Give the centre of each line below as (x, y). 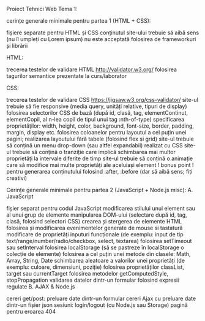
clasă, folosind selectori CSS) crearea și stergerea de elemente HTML (94, 221)
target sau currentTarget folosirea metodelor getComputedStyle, (88, 273)
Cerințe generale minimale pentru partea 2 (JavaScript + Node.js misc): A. (100, 190)
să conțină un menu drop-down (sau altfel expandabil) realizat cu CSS (95, 145)
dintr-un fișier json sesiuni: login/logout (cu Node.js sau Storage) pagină (97, 305)
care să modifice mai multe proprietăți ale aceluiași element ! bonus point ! (100, 165)
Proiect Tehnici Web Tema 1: (42, 9)
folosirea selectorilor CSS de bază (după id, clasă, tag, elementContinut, (97, 113)
